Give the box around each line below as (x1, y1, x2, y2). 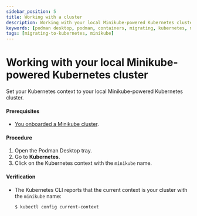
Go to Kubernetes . (14, 154, 60, 161)
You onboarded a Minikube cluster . (14, 121, 99, 128)
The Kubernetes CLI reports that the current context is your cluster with (14, 186, 188, 193)
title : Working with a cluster (6, 14, 83, 20)
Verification (6, 173, 36, 180)
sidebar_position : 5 (6, 8, 57, 15)
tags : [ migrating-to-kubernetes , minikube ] (6, 31, 114, 36)
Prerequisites (6, 107, 40, 115)
